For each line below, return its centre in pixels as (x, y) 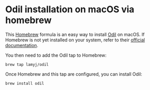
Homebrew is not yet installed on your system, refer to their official (75, 40)
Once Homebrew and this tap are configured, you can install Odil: (74, 74)
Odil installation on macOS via (70, 9)
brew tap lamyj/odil (27, 64)
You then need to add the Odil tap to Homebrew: (56, 55)
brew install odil (25, 83)
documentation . (22, 45)
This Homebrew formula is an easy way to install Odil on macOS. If (75, 34)
